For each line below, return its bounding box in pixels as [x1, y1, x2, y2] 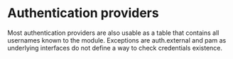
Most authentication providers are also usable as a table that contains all [7, 28, 220, 37]
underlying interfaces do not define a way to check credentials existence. [7, 43, 222, 52]
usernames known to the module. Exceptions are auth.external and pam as [7, 36, 227, 44]
